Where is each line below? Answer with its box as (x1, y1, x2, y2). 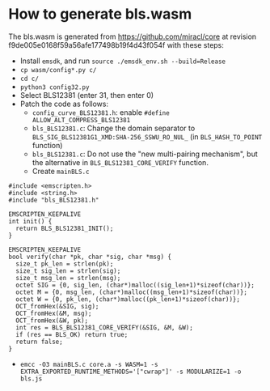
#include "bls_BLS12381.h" (8, 196, 99, 204)
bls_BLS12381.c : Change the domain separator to (32, 123, 196, 133)
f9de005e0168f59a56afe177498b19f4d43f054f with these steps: (8, 40, 225, 49)
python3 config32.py (19, 83, 90, 91)
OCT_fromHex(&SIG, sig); (15, 302, 99, 310)
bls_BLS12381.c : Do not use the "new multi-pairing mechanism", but (32, 149, 258, 159)
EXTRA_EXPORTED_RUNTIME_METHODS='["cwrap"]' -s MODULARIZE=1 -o (19, 368, 242, 376)
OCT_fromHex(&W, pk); (15, 317, 89, 325)
